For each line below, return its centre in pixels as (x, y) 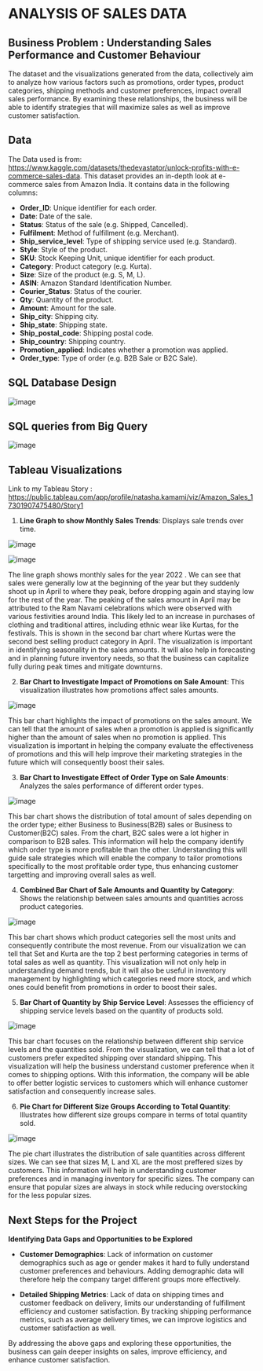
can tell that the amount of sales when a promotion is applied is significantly (131, 729)
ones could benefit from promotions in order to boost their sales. (113, 988)
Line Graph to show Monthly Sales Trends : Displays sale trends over (131, 521)
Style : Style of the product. (64, 249)
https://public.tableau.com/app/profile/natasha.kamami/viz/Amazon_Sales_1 (131, 497)
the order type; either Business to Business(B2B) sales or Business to (121, 825)
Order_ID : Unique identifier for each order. (88, 207)
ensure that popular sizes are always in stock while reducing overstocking (128, 1187)
